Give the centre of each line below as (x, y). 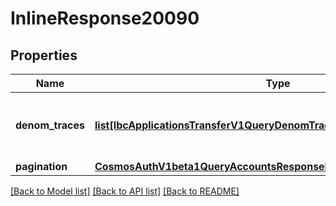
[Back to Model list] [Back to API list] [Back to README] (125, 191)
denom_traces (50, 125)
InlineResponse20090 (105, 18)
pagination (41, 166)
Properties (44, 55)
